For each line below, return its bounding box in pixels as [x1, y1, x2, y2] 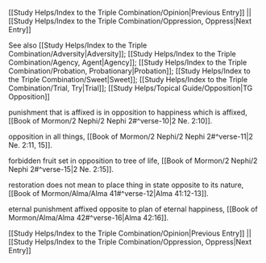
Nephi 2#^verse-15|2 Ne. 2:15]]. [8, 165, 114, 173]
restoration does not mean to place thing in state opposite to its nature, [8, 180, 244, 190]
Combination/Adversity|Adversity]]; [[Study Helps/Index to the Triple [8, 49, 236, 58]
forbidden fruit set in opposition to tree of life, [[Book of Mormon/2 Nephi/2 [8, 156, 258, 165]
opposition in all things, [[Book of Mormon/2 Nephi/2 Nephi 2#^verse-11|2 [8, 131, 254, 141]
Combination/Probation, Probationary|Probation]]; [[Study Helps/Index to [8, 66, 251, 76]
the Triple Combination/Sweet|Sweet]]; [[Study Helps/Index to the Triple [8, 75, 248, 84]
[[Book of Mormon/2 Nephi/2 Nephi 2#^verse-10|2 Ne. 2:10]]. [8, 116, 213, 125]
